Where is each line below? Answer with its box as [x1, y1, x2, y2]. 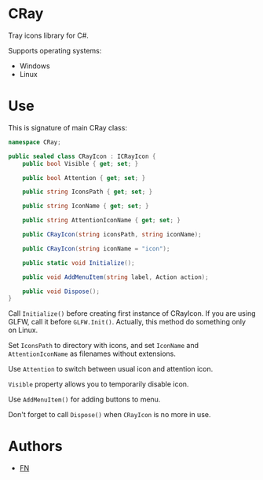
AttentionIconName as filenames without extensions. [8, 349, 177, 358]
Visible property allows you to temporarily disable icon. [8, 379, 189, 389]
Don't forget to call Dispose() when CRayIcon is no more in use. [8, 410, 211, 420]
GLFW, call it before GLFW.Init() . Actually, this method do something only [8, 317, 246, 327]
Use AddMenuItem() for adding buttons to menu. [8, 394, 161, 405]
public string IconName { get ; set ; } [22, 202, 149, 211]
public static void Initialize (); [22, 258, 135, 267]
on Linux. [8, 325, 38, 335]
